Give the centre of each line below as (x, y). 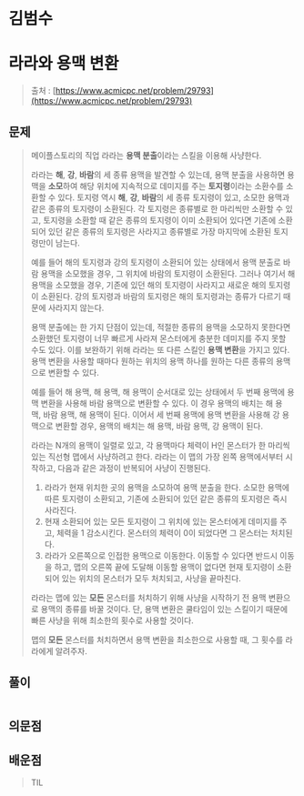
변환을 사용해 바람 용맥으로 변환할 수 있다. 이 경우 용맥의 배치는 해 (157, 403)
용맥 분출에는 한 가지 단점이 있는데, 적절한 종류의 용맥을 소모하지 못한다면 (161, 327)
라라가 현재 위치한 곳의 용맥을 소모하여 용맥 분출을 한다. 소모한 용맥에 (167, 487)
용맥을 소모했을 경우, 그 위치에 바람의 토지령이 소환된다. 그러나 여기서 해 (168, 273)
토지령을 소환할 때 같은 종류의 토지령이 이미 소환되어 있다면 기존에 (160, 220)
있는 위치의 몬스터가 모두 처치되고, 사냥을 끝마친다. (152, 578)
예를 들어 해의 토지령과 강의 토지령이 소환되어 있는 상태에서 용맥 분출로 (156, 262)
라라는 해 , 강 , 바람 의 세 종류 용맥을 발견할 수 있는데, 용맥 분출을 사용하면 (158, 175)
